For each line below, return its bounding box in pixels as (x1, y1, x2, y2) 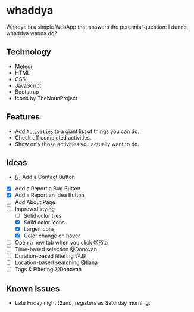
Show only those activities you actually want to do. (14, 140, 140, 147)
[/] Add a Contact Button (14, 174, 76, 181)
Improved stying (14, 205, 55, 212)
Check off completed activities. (14, 134, 92, 141)
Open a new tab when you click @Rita (14, 239, 108, 246)
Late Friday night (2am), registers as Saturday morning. (14, 299, 151, 306)
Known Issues (6, 283, 60, 294)
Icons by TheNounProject (14, 94, 78, 101)
